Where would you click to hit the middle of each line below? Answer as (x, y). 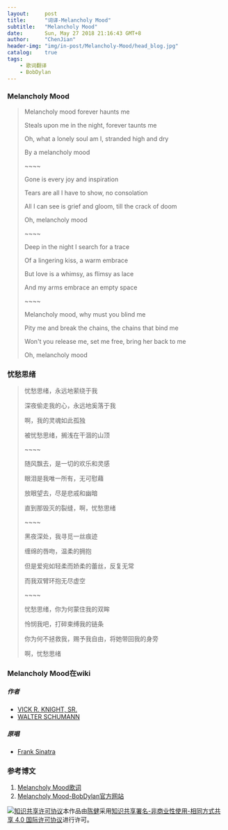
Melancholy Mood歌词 (49, 787)
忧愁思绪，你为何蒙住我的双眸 (67, 609)
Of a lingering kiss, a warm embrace (76, 260)
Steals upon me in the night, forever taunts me (90, 125)
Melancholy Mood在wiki (49, 674)
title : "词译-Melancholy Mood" (59, 20)
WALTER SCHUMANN (48, 716)
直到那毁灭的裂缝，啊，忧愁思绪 (70, 508)
